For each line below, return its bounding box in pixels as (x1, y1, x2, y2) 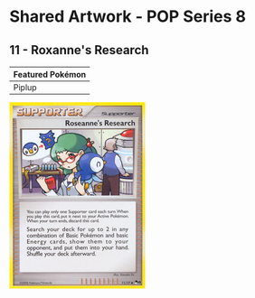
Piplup (13, 81, 38, 92)
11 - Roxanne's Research (9, 42, 149, 58)
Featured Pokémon (13, 69, 87, 79)
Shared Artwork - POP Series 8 (9, 6, 247, 27)
